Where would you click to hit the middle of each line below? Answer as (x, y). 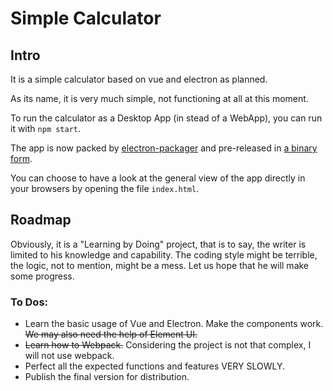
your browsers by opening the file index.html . (105, 188)
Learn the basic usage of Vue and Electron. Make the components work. (174, 324)
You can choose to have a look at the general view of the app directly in (158, 178)
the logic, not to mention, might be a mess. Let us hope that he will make (160, 265)
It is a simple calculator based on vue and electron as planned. (139, 79)
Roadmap (41, 220)
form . (21, 158)
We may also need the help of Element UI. (111, 334)
